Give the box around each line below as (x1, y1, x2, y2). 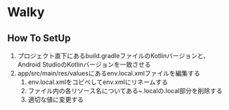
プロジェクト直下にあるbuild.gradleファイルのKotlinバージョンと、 (17, 52, 209, 60)
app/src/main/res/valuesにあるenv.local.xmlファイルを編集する (17, 69, 200, 77)
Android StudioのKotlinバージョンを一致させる (17, 60, 151, 69)
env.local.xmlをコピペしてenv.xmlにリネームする (27, 78, 169, 86)
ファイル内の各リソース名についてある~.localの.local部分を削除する (27, 87, 223, 95)
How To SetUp (7, 32, 71, 44)
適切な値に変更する (27, 95, 84, 104)
